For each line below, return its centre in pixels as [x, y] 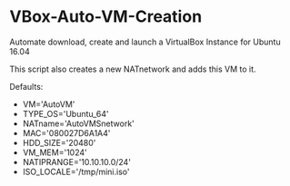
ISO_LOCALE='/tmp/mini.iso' [76, 171]
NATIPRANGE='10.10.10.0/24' [77, 162]
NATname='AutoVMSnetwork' [78, 123]
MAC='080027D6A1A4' [66, 132]
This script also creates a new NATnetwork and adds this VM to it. [133, 69]
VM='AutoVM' [49, 104]
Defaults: [26, 86]
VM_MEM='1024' [55, 152]
